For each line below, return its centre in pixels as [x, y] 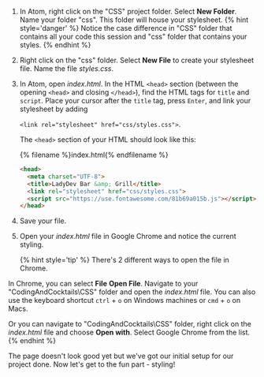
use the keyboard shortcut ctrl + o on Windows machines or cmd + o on [125, 300]
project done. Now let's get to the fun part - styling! [92, 364]
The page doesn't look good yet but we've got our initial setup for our [121, 356]
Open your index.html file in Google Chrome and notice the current [128, 237]
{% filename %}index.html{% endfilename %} [94, 155]
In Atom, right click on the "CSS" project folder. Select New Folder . [128, 11]
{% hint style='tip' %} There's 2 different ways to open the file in [125, 260]
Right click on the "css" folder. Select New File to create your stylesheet [137, 60]
